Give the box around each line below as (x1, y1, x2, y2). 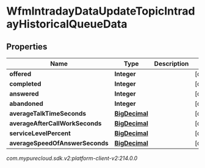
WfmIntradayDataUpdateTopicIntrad (6, 4, 195, 18)
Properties (6, 41, 48, 52)
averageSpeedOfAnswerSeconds (9, 139, 109, 147)
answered (9, 89, 39, 98)
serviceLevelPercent (9, 129, 71, 138)
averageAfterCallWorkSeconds (9, 119, 102, 127)
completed (9, 80, 41, 88)
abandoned (9, 99, 44, 108)
